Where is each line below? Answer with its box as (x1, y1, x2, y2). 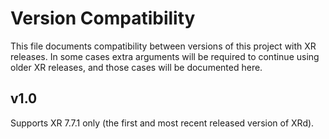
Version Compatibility (10, 7, 196, 30)
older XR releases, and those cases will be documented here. (10, 61, 263, 73)
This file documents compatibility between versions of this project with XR (10, 40, 317, 52)
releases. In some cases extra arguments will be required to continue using (10, 50, 320, 62)
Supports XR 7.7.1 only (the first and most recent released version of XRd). (10, 117, 315, 129)
